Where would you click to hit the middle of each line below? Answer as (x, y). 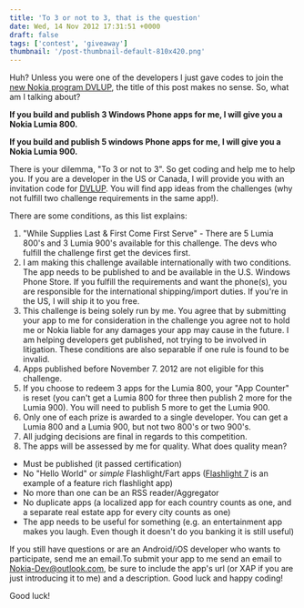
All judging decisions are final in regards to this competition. (135, 437)
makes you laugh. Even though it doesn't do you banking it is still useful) (158, 532)
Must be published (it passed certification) (102, 464)
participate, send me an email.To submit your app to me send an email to (146, 559)
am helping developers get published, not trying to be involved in (144, 340)
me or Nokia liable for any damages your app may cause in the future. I (156, 330)
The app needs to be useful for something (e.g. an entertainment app (152, 522)
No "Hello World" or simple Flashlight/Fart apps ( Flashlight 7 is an (145, 473)
